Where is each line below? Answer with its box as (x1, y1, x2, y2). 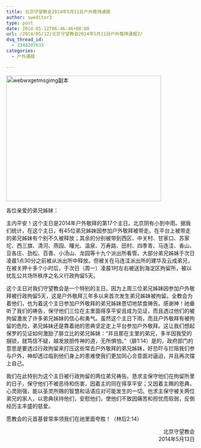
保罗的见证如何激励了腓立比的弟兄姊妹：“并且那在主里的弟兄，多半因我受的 (6, 329, 193, 336)
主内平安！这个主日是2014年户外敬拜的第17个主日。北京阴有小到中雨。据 (6, 220, 186, 227)
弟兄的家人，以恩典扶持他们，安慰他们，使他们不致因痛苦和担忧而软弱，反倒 (6, 395, 195, 402)
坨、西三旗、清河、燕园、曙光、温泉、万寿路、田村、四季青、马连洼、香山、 (6, 242, 195, 249)
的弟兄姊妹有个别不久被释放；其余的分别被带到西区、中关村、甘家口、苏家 (6, 234, 190, 242)
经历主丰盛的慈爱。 (6, 402, 54, 410)
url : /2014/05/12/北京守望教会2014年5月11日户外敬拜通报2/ (6, 31, 143, 37)
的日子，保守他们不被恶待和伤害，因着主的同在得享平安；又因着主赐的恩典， (6, 380, 195, 387)
